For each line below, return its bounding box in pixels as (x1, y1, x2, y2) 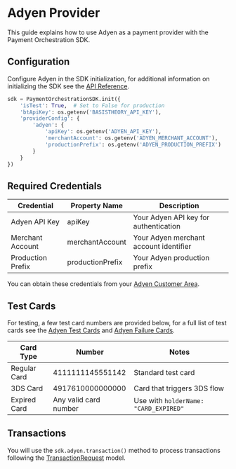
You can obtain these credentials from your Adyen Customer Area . (7, 280, 200, 288)
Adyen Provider (7, 5, 100, 21)
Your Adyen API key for (133, 212, 210, 222)
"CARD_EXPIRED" (133, 405, 185, 412)
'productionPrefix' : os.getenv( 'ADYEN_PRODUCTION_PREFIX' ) (44, 141, 221, 148)
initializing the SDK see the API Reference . (7, 82, 130, 90)
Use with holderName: (133, 396, 204, 405)
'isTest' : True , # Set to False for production (20, 102, 165, 109)
